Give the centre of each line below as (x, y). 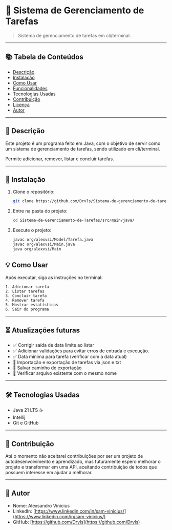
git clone (23, 201)
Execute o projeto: (32, 230)
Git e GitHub (26, 423)
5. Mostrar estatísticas (32, 305)
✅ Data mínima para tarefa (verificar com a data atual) (70, 357)
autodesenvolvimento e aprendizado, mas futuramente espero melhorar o (83, 461)
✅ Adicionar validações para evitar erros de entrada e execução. (81, 351)
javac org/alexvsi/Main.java (44, 244)
